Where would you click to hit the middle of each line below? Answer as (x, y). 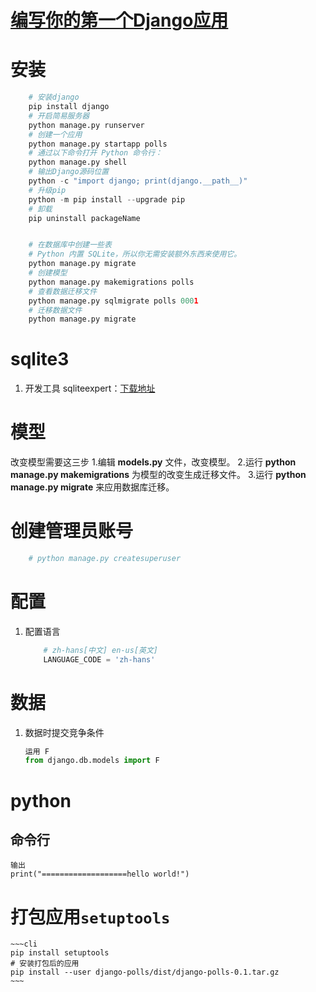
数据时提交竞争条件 (64, 732)
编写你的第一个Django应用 (119, 20)
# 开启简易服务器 (59, 116)
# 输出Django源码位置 (69, 172)
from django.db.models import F (92, 761)
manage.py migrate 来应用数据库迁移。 (92, 487)
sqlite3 (40, 359)
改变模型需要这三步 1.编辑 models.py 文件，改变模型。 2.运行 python (153, 462)
